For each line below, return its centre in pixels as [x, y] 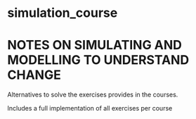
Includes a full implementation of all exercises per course [90, 108]
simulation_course [63, 13]
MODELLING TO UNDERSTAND [98, 60]
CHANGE [34, 75]
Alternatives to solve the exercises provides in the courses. [93, 95]
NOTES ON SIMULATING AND [95, 45]
